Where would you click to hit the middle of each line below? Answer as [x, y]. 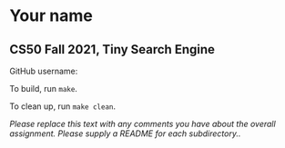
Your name [51, 16]
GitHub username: [44, 71]
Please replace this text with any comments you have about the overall [142, 124]
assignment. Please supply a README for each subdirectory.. [125, 133]
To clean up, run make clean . [63, 106]
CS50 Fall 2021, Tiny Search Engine [112, 49]
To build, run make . [43, 89]
